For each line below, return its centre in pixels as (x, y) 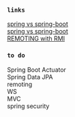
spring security (28, 106)
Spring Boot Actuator (37, 69)
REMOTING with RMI (36, 39)
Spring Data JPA (30, 77)
